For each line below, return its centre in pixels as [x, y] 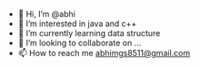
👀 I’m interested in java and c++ [77, 24]
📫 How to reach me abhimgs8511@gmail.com [104, 53]
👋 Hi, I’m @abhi [46, 14]
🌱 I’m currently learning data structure [89, 33]
